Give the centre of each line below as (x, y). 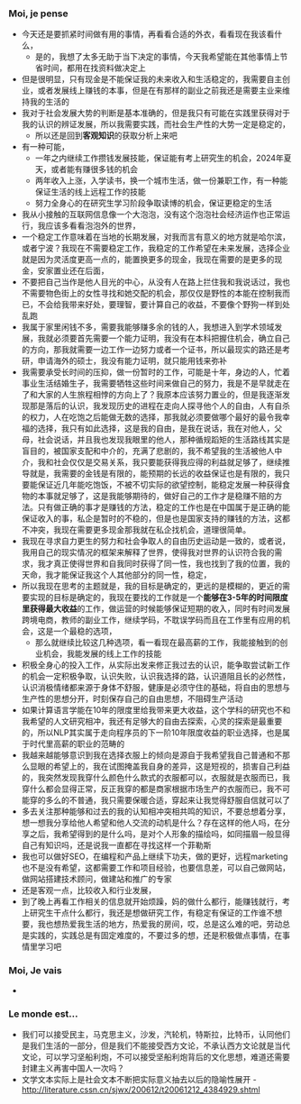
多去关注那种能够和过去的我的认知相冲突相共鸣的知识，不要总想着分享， (155, 812)
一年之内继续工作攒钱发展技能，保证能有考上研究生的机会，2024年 (160, 158)
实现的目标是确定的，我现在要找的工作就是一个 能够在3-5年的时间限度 (159, 598)
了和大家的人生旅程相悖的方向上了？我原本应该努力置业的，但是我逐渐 (152, 395)
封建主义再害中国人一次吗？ (73, 1068)
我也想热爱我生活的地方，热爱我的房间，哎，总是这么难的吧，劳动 (160, 924)
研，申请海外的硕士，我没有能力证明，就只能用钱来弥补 (124, 361)
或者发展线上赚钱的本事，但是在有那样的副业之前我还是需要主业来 (160, 91)
